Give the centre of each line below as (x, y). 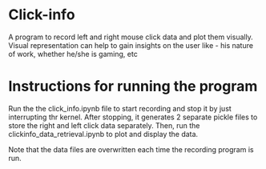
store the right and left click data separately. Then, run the (104, 125)
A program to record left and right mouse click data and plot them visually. (131, 37)
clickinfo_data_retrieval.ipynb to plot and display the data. (103, 134)
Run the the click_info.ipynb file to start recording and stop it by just (120, 108)
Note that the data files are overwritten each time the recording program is (131, 149)
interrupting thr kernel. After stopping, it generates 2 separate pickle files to (133, 117)
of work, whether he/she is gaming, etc (73, 54)
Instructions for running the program (133, 87)
